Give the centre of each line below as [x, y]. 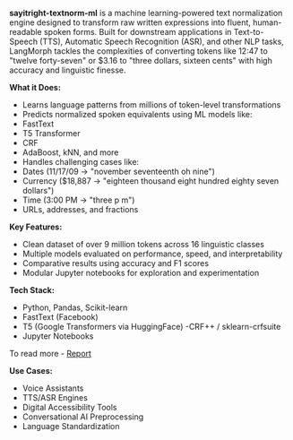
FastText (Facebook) [60, 317]
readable [26, 32]
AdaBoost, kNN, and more [70, 152]
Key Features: [36, 227]
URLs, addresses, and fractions [80, 209]
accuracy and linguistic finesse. [68, 70]
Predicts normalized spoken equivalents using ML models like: [137, 114]
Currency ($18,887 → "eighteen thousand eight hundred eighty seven [151, 181]
